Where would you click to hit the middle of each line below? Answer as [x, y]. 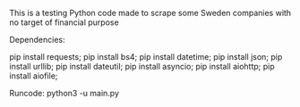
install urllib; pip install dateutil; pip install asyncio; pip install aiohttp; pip [142, 66]
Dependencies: [37, 40]
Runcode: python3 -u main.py [64, 93]
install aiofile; [34, 76]
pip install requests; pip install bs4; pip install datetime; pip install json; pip [146, 57]
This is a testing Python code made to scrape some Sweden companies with [150, 13]
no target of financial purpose [64, 22]
